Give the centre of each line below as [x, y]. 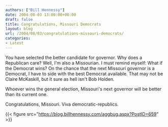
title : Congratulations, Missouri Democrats [53, 24]
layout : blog [19, 29]
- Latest [15, 43]
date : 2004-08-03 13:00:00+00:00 [41, 15]
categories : [18, 39]
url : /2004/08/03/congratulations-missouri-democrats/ [65, 34]
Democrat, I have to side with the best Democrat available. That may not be [84, 74]
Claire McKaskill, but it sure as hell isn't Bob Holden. [60, 79]
